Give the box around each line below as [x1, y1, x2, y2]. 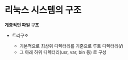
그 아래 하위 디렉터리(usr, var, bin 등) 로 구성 [19, 49, 107, 55]
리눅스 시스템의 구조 [4, 4, 82, 16]
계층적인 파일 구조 [4, 22, 39, 28]
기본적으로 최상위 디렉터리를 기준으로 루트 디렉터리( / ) [19, 43, 123, 49]
